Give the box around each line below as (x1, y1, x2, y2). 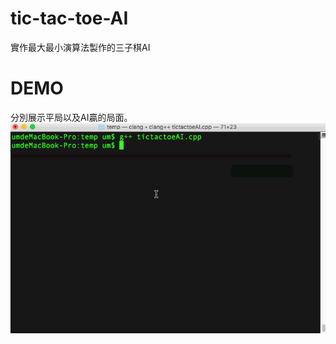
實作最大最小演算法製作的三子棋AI (10, 41, 151, 53)
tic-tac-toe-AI (10, 7, 129, 30)
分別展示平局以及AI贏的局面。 (10, 111, 133, 123)
